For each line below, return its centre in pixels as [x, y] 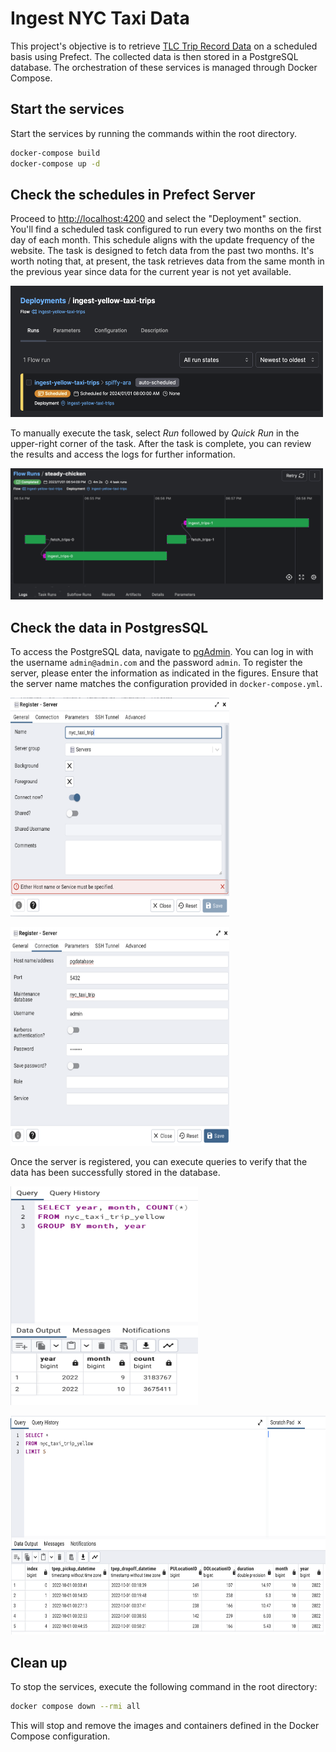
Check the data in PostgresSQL [109, 627]
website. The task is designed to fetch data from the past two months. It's [162, 251]
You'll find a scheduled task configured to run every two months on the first [166, 229]
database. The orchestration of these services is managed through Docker [164, 67]
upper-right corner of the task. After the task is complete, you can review [161, 444]
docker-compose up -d [55, 163]
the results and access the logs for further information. [123, 454]
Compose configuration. [60, 1736]
